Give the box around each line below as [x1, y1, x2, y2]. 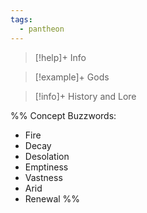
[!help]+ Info [34, 51, 87, 63]
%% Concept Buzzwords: [10, 109, 117, 121]
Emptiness [24, 161, 69, 173]
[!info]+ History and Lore [34, 90, 137, 102]
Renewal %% [24, 192, 81, 205]
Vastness [24, 171, 63, 183]
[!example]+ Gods [34, 71, 110, 83]
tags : [10, 14, 33, 25]
